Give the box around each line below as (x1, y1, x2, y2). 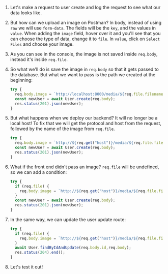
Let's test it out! (10, 264, 43, 270)
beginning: (10, 77, 33, 83)
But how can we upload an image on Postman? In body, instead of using (10, 20, 162, 25)
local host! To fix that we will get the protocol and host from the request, (10, 120, 162, 127)
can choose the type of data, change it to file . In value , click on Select (10, 36, 160, 42)
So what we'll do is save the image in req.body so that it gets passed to (10, 66, 159, 72)
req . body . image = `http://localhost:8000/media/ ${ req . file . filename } (15, 92, 165, 97)
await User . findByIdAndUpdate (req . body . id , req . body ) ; (15, 245, 131, 251)
